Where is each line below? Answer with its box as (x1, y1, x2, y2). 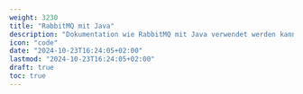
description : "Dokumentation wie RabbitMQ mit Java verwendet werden (9, 30, 277, 38)
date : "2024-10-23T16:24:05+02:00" (9, 47, 143, 56)
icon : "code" (9, 38, 59, 47)
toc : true (9, 72, 47, 81)
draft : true (9, 64, 54, 73)
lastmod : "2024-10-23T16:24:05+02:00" (9, 55, 155, 64)
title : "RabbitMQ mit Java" (9, 21, 115, 30)
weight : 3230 (9, 13, 59, 22)
